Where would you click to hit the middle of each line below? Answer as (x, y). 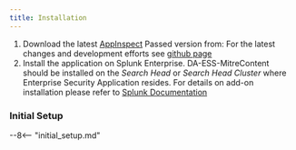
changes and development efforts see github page (117, 53)
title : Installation (49, 18)
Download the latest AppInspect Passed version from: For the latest (148, 44)
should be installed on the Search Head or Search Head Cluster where (154, 73)
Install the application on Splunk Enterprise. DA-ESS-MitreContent (146, 63)
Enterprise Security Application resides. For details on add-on (138, 82)
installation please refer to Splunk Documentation (115, 92)
